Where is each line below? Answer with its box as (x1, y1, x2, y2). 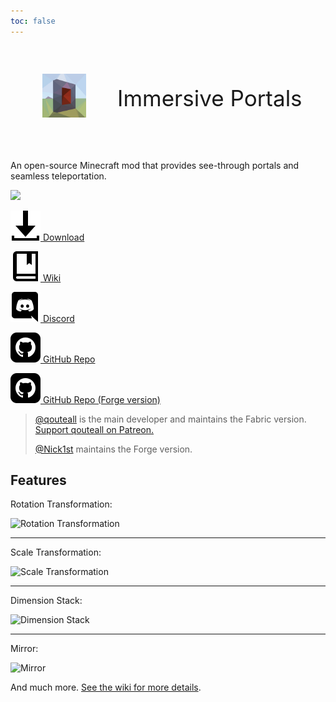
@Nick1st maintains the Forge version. (34, 443, 193, 455)
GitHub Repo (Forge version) (42, 393, 161, 405)
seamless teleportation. (10, 170, 107, 182)
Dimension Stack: (10, 595, 83, 607)
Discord (42, 312, 75, 324)
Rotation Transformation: (10, 498, 113, 510)
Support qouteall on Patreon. (34, 423, 155, 435)
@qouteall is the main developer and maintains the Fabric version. (34, 413, 307, 425)
